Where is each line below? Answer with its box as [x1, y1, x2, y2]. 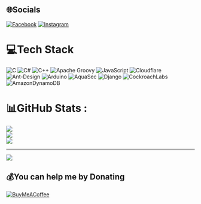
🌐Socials [6, 5, 41, 15]
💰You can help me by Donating [6, 172, 125, 182]
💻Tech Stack [6, 43, 74, 56]
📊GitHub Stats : [6, 101, 88, 115]
